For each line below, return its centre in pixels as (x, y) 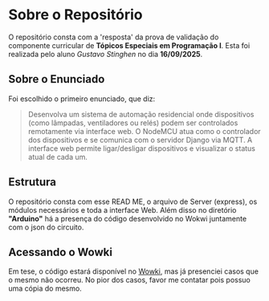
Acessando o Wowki (60, 252)
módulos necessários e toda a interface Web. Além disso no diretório (122, 209)
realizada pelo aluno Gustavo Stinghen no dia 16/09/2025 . (106, 54)
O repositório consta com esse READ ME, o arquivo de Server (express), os (133, 201)
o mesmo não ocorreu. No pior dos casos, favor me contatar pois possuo (129, 280)
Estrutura (33, 182)
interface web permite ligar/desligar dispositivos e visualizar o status (141, 148)
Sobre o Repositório (75, 15)
